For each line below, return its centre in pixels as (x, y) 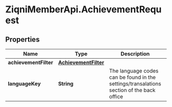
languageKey (24, 84)
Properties (23, 39)
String (66, 84)
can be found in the (133, 77)
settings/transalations (135, 84)
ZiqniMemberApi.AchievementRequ (83, 10)
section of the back (132, 90)
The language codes (134, 71)
